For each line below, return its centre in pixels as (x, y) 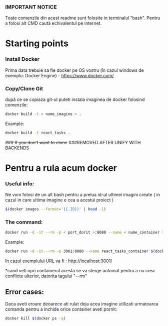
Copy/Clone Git (24, 88)
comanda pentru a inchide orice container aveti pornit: (61, 309)
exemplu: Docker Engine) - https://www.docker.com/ (59, 75)
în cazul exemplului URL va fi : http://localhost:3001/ (59, 261)
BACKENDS (17, 148)
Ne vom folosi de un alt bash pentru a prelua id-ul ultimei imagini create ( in (83, 195)
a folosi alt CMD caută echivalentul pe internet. (53, 23)
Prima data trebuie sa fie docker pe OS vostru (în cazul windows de (74, 70)
